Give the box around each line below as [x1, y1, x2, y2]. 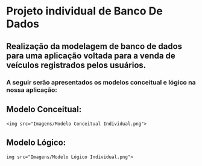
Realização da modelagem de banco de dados [6, 41, 183, 51]
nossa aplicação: [6, 86, 57, 94]
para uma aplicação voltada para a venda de [6, 50, 176, 61]
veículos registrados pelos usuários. [6, 60, 147, 70]
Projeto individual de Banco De [6, 4, 163, 18]
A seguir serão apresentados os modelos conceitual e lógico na [6, 78, 196, 86]
